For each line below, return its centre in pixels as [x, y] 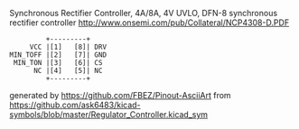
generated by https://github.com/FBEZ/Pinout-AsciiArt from [121, 95]
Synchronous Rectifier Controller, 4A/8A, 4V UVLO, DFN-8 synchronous [144, 13]
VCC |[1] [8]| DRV [68, 47]
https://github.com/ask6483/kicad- [75, 105]
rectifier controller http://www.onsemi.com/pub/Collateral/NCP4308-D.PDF [149, 23]
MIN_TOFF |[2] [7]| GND [58, 55]
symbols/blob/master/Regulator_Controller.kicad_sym [109, 115]
